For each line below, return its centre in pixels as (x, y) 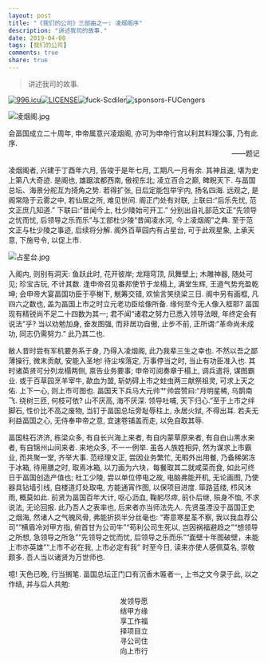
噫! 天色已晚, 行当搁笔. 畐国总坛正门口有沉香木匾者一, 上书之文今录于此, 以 (130, 574)
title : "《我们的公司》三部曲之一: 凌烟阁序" (76, 23)
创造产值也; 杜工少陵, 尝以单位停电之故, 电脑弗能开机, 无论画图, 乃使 (147, 477)
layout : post (30, 16)
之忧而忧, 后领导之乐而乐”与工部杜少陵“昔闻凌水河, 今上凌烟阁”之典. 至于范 (131, 219)
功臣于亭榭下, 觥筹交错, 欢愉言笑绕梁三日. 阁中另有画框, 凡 (164, 294)
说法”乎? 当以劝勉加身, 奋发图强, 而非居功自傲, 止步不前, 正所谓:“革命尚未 (128, 323)
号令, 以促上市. (57, 239)
